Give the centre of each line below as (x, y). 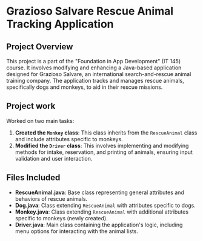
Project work (31, 106)
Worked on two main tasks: (40, 120)
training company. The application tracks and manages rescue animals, (95, 81)
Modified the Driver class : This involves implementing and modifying (102, 145)
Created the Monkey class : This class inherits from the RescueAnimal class (106, 133)
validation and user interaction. (54, 158)
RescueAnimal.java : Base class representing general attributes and (100, 192)
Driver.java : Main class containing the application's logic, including (99, 225)
